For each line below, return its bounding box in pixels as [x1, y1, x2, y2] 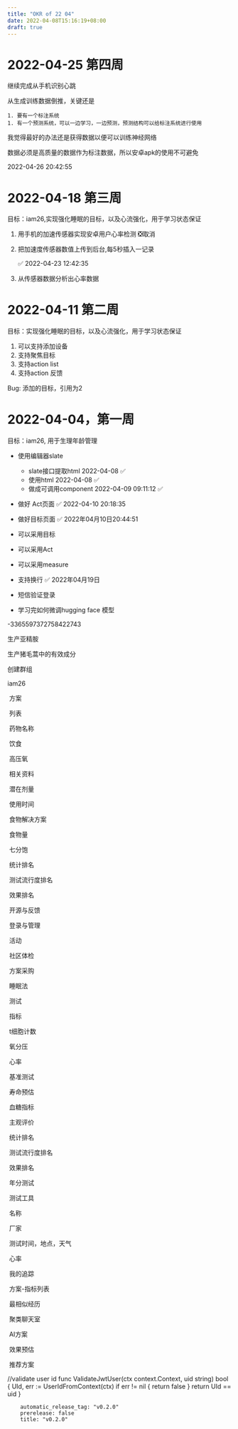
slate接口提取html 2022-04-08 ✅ [28, 467, 126, 475]
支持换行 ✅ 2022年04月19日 [17, 575, 101, 584]
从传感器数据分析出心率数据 [17, 274, 99, 283]
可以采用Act [17, 545, 53, 554]
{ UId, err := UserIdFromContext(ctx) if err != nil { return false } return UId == [7, 1382, 232, 1391]
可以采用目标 [17, 530, 55, 539]
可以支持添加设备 [17, 342, 68, 351]
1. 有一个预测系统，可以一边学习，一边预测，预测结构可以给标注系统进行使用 [7, 120, 202, 127]
